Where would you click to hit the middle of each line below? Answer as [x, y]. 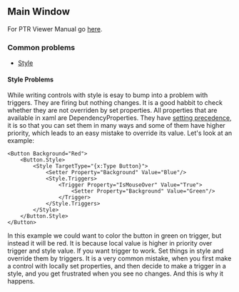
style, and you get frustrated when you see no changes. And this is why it [115, 273]
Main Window [39, 12]
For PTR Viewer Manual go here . [55, 29]
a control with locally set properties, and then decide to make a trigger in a [117, 266]
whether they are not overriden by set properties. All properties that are [112, 111]
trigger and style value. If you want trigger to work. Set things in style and [116, 251]
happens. [21, 281]
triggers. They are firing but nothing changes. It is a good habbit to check [115, 103]
